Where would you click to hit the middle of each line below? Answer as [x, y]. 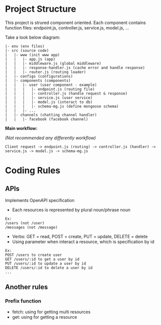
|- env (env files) [25, 46]
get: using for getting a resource [44, 317]
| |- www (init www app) [32, 55]
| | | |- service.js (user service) [49, 98]
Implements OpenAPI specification [40, 200]
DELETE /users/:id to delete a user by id [49, 268]
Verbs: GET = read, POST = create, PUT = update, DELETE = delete [80, 236]
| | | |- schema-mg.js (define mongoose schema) [62, 106]
